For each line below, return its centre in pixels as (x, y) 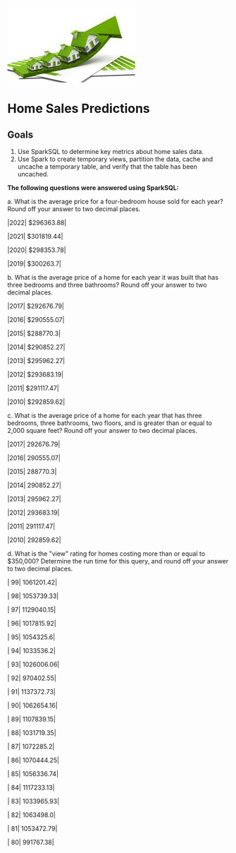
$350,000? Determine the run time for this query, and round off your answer (118, 561)
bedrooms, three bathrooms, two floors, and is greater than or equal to (110, 423)
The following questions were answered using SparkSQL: (93, 188)
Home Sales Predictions (79, 109)
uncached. (33, 174)
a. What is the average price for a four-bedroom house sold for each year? (115, 201)
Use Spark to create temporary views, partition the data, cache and (115, 159)
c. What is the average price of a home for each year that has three (105, 416)
